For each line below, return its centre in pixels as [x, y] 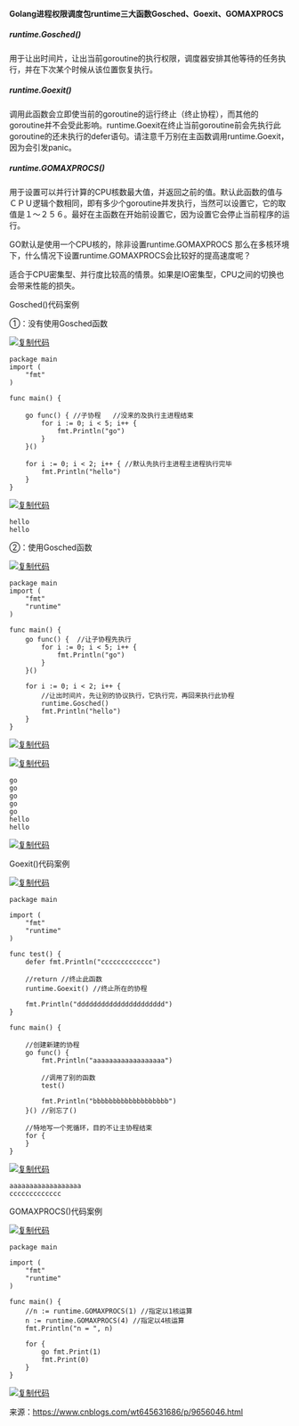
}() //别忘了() [51, 1110]
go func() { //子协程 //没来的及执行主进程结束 [109, 415]
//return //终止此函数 [64, 979]
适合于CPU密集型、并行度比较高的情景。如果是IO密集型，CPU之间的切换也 [147, 274]
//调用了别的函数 [69, 1078]
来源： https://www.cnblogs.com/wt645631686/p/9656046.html [126, 1412]
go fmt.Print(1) [71, 1352]
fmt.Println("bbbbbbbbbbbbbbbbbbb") [109, 1101]
